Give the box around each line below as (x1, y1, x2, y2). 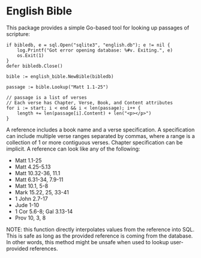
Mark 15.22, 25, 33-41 (14, 188, 69, 196)
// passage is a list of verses (6, 94, 87, 100)
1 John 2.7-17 (14, 195, 48, 202)
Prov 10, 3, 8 (14, 214, 46, 221)
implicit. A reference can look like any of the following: (6, 145, 140, 152)
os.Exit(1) (17, 52, 44, 58)
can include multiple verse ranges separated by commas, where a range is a (6, 132, 195, 139)
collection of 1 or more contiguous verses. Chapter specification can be (6, 139, 183, 146)
